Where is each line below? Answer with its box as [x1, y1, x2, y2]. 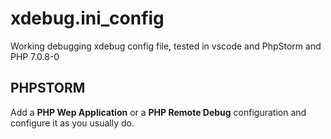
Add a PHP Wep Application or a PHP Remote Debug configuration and [10, 106, 307, 118]
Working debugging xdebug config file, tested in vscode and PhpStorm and [10, 40, 322, 52]
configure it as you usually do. [10, 117, 135, 129]
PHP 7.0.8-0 [10, 50, 60, 62]
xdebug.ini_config [10, 7, 165, 30]
